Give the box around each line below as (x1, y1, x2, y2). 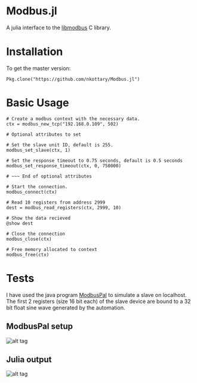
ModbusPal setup (6, 321, 73, 332)
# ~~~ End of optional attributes (6, 173, 93, 179)
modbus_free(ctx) (6, 252, 50, 258)
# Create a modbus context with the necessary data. (6, 115, 140, 122)
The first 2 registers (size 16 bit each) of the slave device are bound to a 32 (6, 298, 191, 305)
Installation (6, 45, 63, 59)
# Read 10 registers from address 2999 (6, 199, 106, 206)
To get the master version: (6, 65, 71, 72)
